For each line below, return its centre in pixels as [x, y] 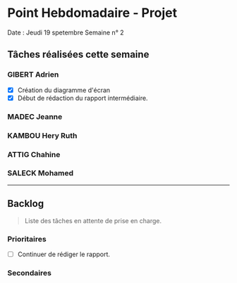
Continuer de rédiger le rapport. [64, 254]
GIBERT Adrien [33, 75]
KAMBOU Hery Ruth [42, 135]
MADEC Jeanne [35, 116]
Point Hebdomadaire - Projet [92, 13]
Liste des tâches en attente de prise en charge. [93, 220]
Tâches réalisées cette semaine [78, 55]
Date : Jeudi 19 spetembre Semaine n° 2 [66, 32]
